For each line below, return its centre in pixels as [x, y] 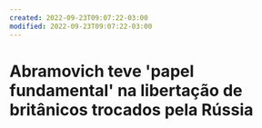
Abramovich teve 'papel [102, 71]
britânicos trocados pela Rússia [131, 109]
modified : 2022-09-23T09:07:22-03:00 [81, 26]
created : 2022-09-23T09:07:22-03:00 [79, 18]
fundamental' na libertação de [126, 90]
